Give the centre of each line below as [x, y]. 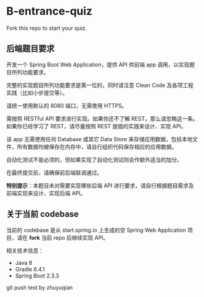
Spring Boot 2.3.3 [37, 276]
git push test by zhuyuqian [40, 287]
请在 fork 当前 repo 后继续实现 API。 [63, 237]
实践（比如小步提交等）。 [37, 93]
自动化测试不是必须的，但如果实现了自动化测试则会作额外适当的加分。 [94, 159]
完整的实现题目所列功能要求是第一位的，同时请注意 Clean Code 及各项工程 [100, 85]
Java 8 [23, 262]
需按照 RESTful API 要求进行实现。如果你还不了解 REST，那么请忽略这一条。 [102, 118]
